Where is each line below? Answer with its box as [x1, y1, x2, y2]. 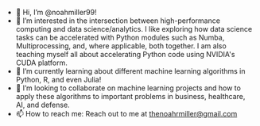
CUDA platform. [15, 58, 68, 67]
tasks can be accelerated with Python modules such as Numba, [15, 32, 225, 42]
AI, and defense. [15, 100, 70, 109]
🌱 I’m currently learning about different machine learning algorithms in [15, 67, 246, 75]
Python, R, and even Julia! [15, 75, 102, 84]
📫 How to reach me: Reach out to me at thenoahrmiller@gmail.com [15, 109, 238, 118]
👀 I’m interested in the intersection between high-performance [15, 16, 221, 25]
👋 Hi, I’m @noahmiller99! [15, 8, 97, 17]
